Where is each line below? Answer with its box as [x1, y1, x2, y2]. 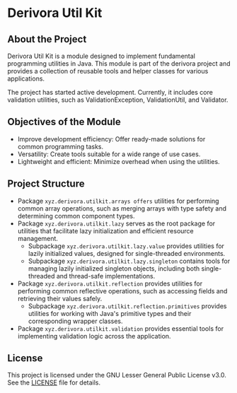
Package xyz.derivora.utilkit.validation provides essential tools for [17, 324, 224, 333]
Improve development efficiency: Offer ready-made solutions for [17, 134, 206, 143]
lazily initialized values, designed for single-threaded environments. [28, 249, 226, 257]
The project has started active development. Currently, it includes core [7, 88, 214, 96]
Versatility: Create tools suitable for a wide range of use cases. [17, 150, 201, 158]
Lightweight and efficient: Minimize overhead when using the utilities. [17, 157, 221, 165]
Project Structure [7, 178, 85, 190]
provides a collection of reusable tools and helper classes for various [7, 67, 209, 75]
